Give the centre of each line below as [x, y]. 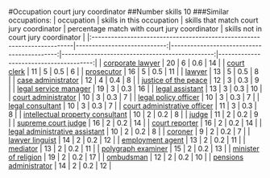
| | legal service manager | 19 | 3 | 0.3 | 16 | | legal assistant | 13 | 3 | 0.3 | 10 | [135, 89]
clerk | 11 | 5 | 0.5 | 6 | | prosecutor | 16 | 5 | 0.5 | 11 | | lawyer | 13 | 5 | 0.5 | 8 [134, 71]
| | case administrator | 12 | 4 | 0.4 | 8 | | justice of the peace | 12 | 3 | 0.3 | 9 [134, 80]
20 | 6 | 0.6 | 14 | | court [206, 63]
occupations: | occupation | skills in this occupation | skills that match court [133, 20]
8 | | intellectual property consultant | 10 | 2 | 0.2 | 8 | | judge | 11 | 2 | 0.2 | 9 [134, 114]
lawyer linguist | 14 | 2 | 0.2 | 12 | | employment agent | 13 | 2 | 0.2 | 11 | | [127, 140]
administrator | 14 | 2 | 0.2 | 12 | [60, 166]
